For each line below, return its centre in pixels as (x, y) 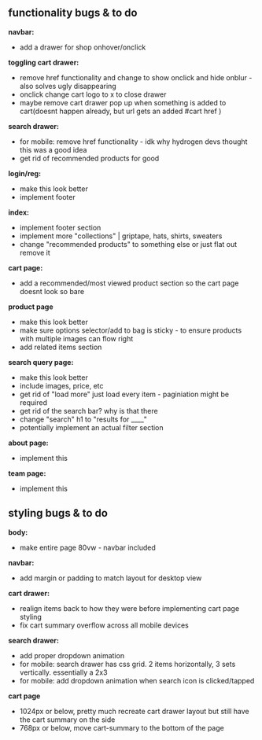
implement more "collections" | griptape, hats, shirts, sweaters (121, 236)
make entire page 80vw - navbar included (87, 547)
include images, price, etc (61, 385)
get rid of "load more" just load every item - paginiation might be (124, 394)
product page (31, 307)
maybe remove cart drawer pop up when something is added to (123, 102)
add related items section (61, 347)
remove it (35, 252)
